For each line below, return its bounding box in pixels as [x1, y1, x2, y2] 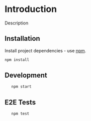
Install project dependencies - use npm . [4, 47, 87, 53]
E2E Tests [4, 98, 36, 107]
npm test [11, 111, 29, 117]
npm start [11, 84, 32, 89]
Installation [4, 34, 40, 43]
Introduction [4, 3, 57, 15]
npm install [4, 57, 29, 62]
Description [4, 20, 28, 26]
